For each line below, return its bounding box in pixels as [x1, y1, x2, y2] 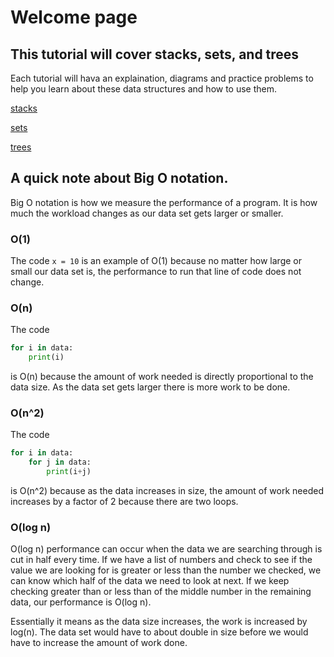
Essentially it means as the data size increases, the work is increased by [10, 616, 308, 628]
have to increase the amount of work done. [10, 637, 188, 649]
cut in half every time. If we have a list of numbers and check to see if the [10, 554, 313, 566]
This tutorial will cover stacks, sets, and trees [10, 46, 300, 63]
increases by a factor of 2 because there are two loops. [10, 496, 239, 508]
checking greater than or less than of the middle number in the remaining [10, 586, 312, 598]
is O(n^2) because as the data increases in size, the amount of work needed [10, 485, 324, 497]
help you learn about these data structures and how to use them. [10, 83, 278, 95]
